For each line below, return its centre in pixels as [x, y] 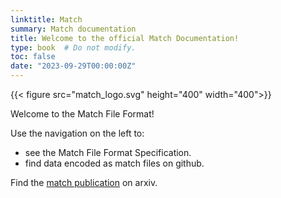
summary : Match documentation [73, 29]
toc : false [33, 57]
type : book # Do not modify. [73, 47]
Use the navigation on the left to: [77, 133]
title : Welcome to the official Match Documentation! [125, 38]
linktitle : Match [46, 19]
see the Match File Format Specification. [108, 152]
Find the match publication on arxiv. [84, 182]
